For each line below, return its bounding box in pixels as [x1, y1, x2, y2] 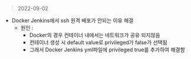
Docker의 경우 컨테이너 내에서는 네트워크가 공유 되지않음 [29, 32, 160, 39]
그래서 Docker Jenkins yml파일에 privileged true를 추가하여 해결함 [29, 46, 186, 53]
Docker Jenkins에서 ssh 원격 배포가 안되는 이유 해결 [11, 17, 134, 24]
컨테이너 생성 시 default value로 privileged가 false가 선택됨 [29, 39, 168, 46]
